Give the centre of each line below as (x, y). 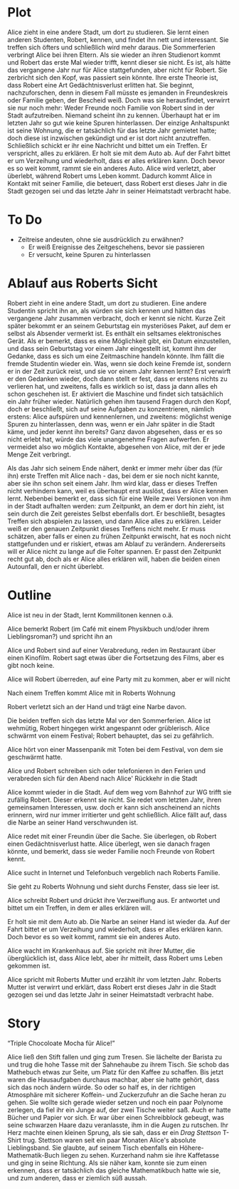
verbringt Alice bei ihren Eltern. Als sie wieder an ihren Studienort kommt (114, 55)
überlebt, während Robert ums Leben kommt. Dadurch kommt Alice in (110, 176)
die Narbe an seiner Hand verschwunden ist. (73, 822)
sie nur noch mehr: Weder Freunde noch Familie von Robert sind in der (111, 108)
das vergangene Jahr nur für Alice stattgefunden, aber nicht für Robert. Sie (117, 70)
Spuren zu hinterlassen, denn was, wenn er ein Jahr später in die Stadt (111, 424)
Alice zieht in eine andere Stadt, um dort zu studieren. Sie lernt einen (108, 32)
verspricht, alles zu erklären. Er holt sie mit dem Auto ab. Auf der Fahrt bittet (119, 153)
